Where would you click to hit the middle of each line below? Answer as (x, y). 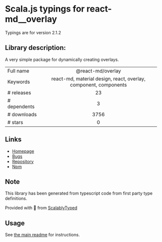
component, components (98, 85)
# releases (19, 92)
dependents (21, 106)
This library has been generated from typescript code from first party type (79, 193)
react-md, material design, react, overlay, (98, 78)
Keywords (19, 82)
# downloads (22, 114)
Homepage (23, 151)
